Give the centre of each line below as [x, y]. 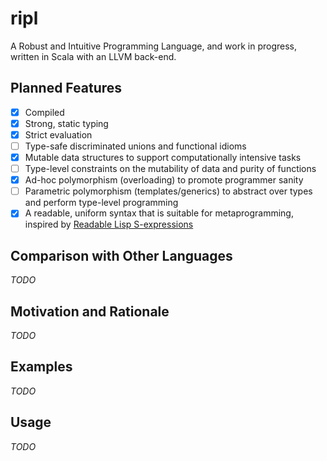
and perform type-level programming [101, 203]
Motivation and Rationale [90, 311]
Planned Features [66, 88]
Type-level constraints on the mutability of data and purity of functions [170, 169]
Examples [41, 367]
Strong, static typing [66, 123]
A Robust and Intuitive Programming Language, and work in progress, [153, 46]
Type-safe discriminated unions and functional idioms [135, 146]
